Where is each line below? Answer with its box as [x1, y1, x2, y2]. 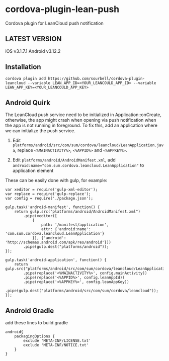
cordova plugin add [5, 76, 46, 81]
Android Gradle [5, 306, 54, 315]
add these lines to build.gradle [5, 320, 68, 326]
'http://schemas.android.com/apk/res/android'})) [5, 240, 112, 245]
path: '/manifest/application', [41, 222, 109, 227]
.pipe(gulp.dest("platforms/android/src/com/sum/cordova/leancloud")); [5, 288, 158, 294]
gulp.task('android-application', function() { [5, 257, 107, 262]
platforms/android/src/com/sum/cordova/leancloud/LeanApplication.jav [12, 143, 164, 148]
